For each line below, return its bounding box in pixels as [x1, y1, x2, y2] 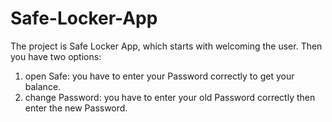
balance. [24, 80, 62, 92]
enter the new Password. [24, 102, 128, 114]
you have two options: [10, 50, 102, 62]
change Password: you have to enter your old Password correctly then [24, 91, 316, 103]
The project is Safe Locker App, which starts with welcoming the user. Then [10, 40, 323, 52]
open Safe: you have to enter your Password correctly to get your [24, 70, 295, 82]
